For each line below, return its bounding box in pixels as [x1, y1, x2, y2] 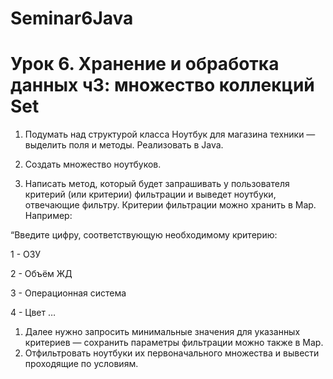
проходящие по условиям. [24, 358, 139, 370]
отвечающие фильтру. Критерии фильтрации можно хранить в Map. [24, 199, 317, 211]
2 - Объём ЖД [10, 268, 73, 280]
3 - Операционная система [10, 287, 127, 299]
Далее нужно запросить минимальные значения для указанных [24, 326, 301, 338]
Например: [24, 210, 73, 222]
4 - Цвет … [10, 307, 57, 319]
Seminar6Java [10, 7, 134, 30]
